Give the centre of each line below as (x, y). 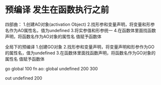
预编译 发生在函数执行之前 (57, 10)
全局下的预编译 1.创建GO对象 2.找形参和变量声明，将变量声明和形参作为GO (80, 47)
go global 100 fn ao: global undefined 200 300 (51, 68)
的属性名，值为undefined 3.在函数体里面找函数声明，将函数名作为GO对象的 (80, 53)
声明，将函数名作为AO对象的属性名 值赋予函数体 (53, 36)
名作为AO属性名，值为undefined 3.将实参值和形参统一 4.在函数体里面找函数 (80, 30)
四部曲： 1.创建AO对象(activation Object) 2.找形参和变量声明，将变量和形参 (80, 24)
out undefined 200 (24, 78)
